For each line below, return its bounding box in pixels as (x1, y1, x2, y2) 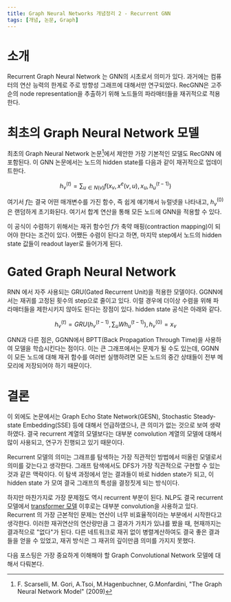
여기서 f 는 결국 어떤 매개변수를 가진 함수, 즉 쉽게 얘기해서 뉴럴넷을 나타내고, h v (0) (7, 197, 224, 208)
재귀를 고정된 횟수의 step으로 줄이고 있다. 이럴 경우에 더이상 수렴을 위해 (19, 296, 212, 304)
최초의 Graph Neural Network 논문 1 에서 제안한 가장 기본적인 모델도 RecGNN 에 (7, 148, 222, 158)
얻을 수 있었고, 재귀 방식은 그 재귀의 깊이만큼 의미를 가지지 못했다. (19, 536, 196, 545)
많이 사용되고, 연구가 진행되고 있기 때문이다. (7, 439, 125, 447)
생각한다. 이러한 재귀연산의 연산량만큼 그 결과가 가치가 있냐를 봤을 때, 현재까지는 (7, 519, 222, 528)
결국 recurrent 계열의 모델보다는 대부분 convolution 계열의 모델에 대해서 (27, 430, 222, 438)
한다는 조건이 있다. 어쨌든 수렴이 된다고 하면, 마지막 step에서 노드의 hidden (19, 230, 222, 239)
